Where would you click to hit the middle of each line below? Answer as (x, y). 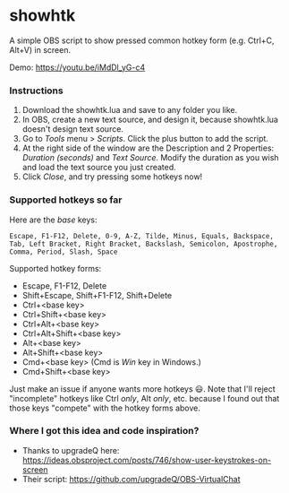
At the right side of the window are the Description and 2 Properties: (148, 148)
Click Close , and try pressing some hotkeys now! (112, 177)
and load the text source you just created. (99, 168)
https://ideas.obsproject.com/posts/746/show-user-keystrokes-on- (146, 460)
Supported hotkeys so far (66, 200)
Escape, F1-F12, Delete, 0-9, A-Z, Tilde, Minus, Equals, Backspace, (142, 236)
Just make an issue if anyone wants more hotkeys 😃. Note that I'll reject (142, 389)
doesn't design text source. (72, 129)
